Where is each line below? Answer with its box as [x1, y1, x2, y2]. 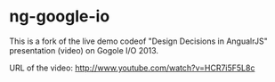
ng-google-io [9, 6, 110, 27]
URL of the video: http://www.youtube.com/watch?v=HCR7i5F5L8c [9, 62, 255, 73]
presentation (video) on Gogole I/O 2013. [9, 45, 158, 55]
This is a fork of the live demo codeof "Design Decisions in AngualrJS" [9, 36, 269, 46]
